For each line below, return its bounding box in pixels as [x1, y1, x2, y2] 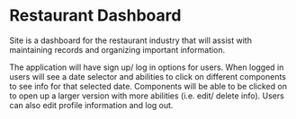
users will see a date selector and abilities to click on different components [9, 71, 286, 81]
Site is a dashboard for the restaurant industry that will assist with [9, 35, 252, 46]
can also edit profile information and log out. [9, 99, 174, 110]
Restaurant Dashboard [9, 5, 182, 26]
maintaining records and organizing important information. [9, 44, 226, 55]
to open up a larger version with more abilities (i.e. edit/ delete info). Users [9, 90, 285, 101]
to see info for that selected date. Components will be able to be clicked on [9, 81, 288, 91]
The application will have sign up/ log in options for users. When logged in [9, 62, 284, 72]
